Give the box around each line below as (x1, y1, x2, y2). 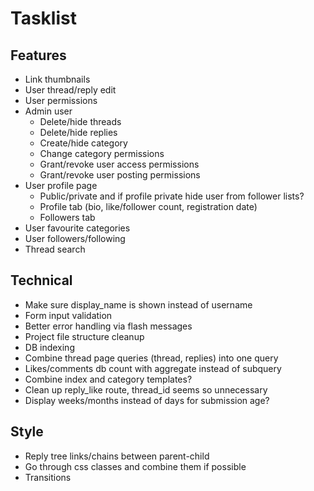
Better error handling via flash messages (24, 320, 193, 332)
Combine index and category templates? (24, 373, 193, 385)
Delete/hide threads (39, 116, 122, 127)
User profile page (24, 180, 98, 191)
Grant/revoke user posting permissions (39, 169, 201, 181)
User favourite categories (24, 222, 131, 234)
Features (10, 47, 67, 64)
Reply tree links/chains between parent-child (24, 450, 210, 462)
